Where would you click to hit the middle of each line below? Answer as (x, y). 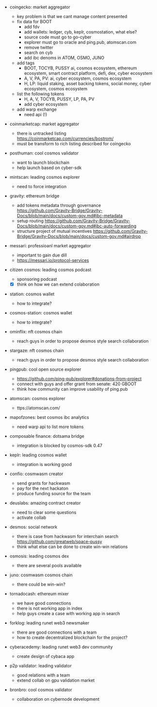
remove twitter (39, 47)
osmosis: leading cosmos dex (39, 556)
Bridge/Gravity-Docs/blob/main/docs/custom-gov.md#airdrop (79, 236)
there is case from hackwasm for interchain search (68, 536)
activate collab (31, 517)
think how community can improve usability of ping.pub (72, 389)
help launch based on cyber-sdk (49, 168)
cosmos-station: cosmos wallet (41, 313)
